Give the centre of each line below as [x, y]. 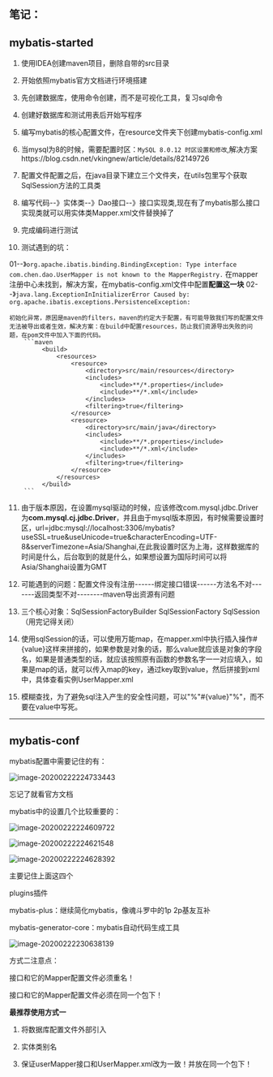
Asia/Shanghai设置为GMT [64, 567]
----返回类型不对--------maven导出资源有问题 [98, 594]
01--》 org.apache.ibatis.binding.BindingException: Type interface [123, 264]
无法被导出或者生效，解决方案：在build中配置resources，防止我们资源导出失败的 [128, 327]
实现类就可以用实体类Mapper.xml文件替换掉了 [98, 213]
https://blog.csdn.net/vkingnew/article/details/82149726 [115, 159]
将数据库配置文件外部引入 [64, 1030]
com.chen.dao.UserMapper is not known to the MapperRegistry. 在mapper [134, 274]
